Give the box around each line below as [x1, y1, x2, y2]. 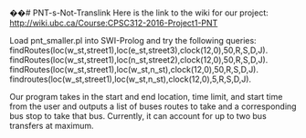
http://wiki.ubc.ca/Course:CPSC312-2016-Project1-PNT [9, 17, 218, 28]
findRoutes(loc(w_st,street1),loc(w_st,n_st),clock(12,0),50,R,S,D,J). [9, 64, 259, 74]
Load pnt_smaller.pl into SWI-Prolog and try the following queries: [9, 35, 258, 45]
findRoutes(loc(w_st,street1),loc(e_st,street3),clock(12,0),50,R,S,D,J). [9, 44, 269, 55]
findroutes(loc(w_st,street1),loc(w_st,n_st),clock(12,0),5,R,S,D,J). [9, 74, 252, 84]
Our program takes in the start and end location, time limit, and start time [9, 92, 283, 102]
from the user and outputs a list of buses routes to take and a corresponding [9, 101, 297, 112]
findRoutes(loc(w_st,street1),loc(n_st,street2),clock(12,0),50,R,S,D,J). [9, 54, 269, 65]
